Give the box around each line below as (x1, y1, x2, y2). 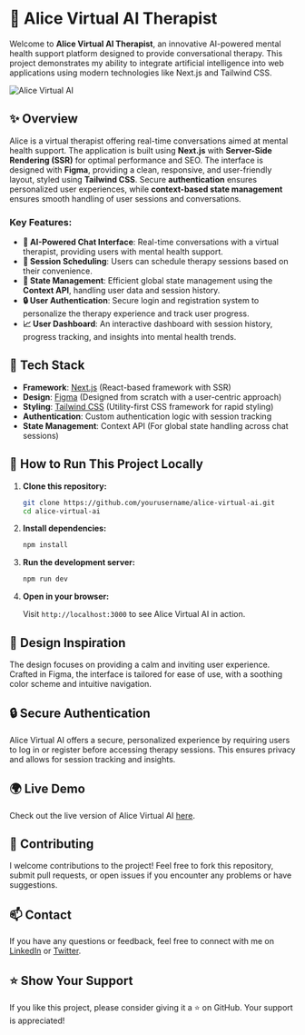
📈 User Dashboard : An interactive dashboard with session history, (22, 318, 273, 330)
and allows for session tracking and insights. (9, 753, 176, 764)
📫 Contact (9, 907, 73, 922)
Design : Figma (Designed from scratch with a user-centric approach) (22, 391, 282, 403)
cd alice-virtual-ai (22, 506, 101, 516)
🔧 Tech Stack (9, 358, 85, 373)
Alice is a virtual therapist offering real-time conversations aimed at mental (9, 135, 289, 146)
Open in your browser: (22, 591, 110, 602)
